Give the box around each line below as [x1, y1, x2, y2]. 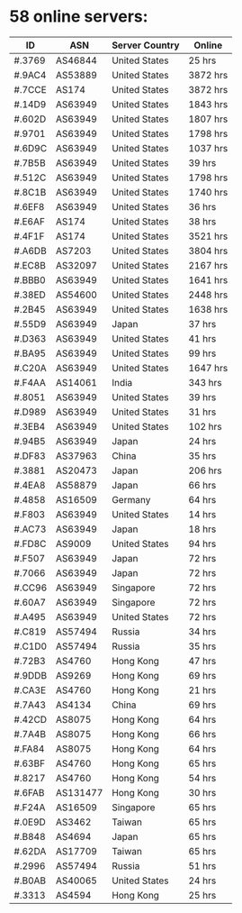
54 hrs [188, 771, 217, 784]
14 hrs [188, 507, 217, 520]
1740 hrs [188, 186, 229, 198]
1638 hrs [188, 303, 229, 315]
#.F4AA [13, 376, 47, 388]
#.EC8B [13, 259, 47, 271]
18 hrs [188, 523, 217, 535]
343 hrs [188, 376, 222, 388]
